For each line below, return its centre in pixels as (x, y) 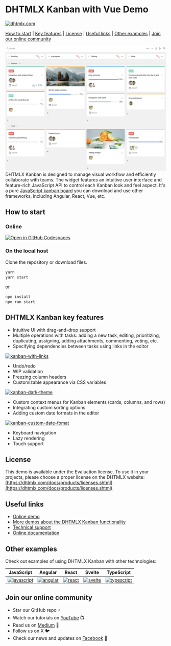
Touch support (28, 444)
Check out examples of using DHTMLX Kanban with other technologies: (81, 561)
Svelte (92, 572)
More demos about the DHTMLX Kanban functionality (69, 522)
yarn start (17, 277)
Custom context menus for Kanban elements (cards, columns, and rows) (89, 402)
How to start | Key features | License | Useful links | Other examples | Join (83, 33)
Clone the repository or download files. (46, 262)
